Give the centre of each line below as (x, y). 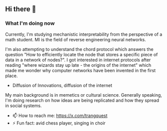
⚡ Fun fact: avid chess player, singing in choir (59, 123)
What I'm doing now (30, 23)
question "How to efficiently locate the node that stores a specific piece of (82, 54)
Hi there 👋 (21, 9)
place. (12, 76)
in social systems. (23, 106)
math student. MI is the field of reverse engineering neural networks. (76, 39)
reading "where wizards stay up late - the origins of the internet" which (78, 65)
